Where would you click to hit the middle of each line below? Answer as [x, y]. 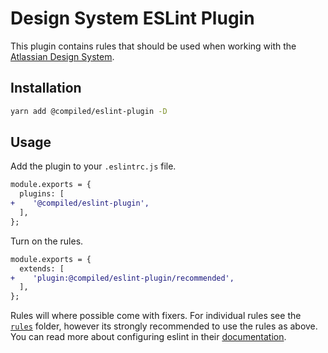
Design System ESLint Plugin [132, 18]
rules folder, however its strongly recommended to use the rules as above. [164, 326]
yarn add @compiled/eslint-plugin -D [89, 111]
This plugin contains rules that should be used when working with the [153, 46]
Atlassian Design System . [62, 56]
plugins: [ [42, 194]
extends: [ [42, 268]
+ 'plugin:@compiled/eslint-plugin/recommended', [122, 278]
